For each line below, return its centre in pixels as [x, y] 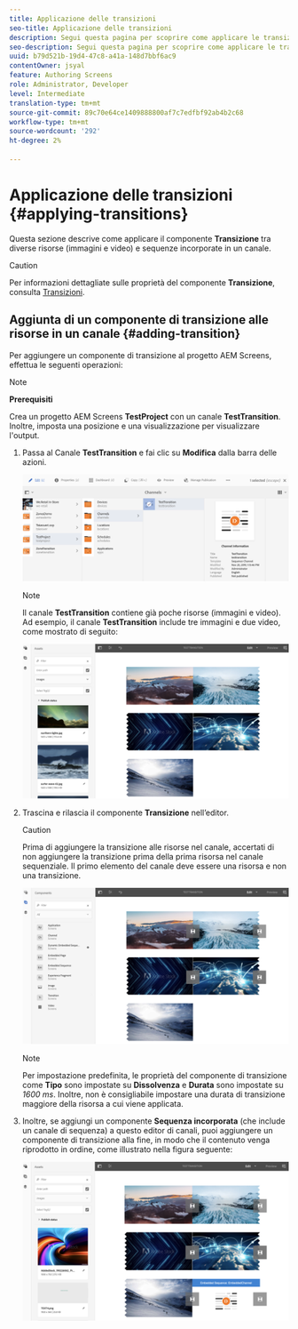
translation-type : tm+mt [55, 103]
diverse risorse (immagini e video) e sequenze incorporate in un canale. [141, 248]
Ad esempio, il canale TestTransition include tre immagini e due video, [151, 622]
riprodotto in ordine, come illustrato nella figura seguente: [127, 1149]
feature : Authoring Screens [61, 76]
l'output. [24, 435]
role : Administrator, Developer [69, 84]
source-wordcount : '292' [55, 132]
